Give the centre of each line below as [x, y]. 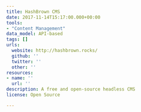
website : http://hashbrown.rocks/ [55, 51]
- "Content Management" [36, 28]
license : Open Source [33, 95]
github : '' [25, 56]
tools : [14, 23]
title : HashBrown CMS [33, 12]
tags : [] [17, 39]
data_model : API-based [34, 34]
